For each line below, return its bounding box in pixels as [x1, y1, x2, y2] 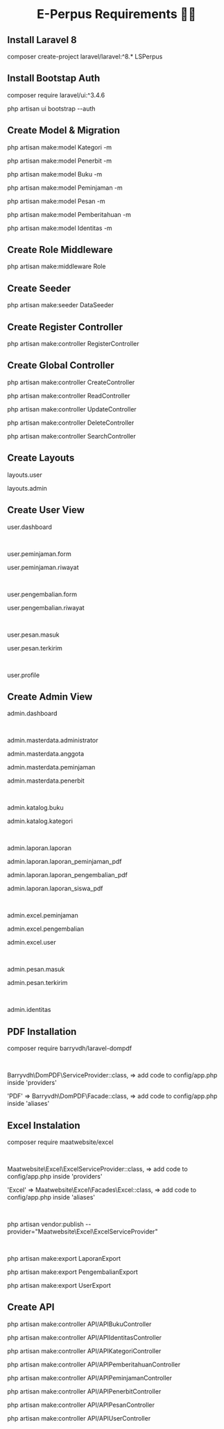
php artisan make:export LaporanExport [7, 1254, 121, 1262]
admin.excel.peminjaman [7, 911, 78, 920]
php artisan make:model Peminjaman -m [7, 183, 123, 192]
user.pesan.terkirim [7, 644, 62, 652]
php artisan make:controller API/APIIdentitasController [7, 1333, 162, 1341]
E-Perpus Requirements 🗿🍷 [37, 6, 196, 22]
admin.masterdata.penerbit [7, 776, 85, 785]
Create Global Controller [7, 359, 114, 371]
